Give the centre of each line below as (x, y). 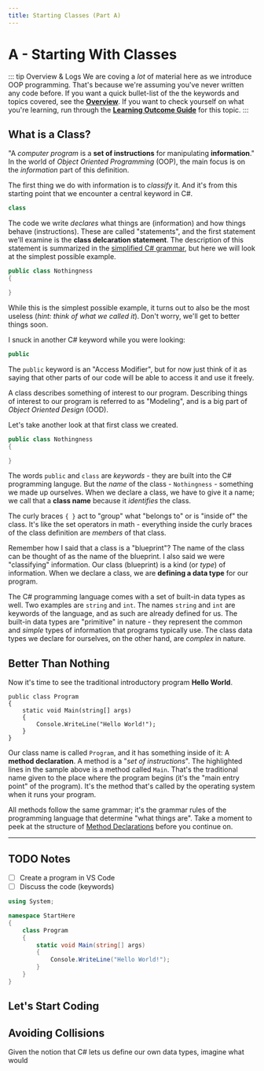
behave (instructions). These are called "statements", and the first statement (132, 232)
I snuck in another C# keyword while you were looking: (97, 339)
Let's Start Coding (54, 1006)
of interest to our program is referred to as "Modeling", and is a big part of (128, 401)
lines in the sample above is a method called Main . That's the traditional (123, 769)
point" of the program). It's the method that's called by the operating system (132, 786)
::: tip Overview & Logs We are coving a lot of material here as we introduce (130, 76)
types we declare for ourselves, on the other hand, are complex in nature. (127, 639)
